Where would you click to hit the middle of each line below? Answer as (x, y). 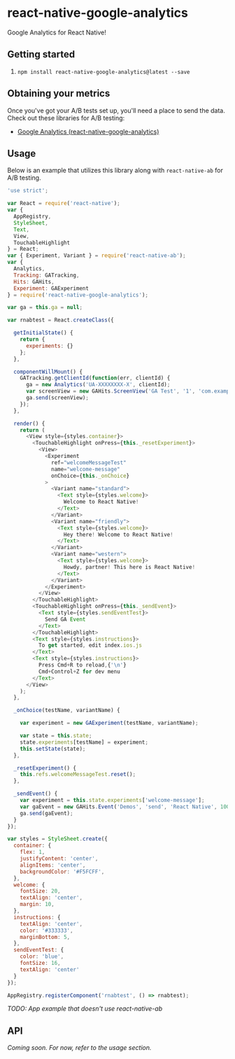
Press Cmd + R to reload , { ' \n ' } (83, 665)
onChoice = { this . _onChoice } (91, 475)
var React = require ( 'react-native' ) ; (64, 204)
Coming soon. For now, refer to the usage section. (79, 1048)
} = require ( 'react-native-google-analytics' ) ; (78, 295)
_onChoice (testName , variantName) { (67, 711)
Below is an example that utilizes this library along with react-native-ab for (115, 171)
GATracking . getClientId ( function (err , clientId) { (95, 378)
